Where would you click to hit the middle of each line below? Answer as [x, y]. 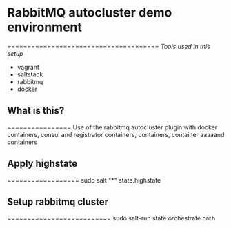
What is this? [36, 111]
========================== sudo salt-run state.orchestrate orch [111, 218]
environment [45, 27]
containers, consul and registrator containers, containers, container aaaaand [116, 134]
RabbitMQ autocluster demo [90, 13]
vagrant [28, 67]
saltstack [30, 74]
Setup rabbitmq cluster [58, 201]
